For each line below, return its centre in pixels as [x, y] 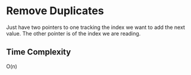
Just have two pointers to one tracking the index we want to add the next [96, 27]
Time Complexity [39, 52]
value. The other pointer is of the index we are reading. [73, 33]
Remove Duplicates [55, 11]
